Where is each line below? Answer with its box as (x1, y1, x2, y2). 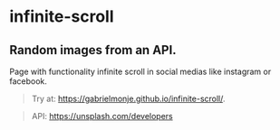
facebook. (9, 76, 48, 87)
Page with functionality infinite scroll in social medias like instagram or (9, 66, 272, 77)
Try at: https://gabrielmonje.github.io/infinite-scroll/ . (31, 93, 226, 104)
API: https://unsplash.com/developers (31, 111, 174, 121)
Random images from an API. (9, 42, 177, 58)
